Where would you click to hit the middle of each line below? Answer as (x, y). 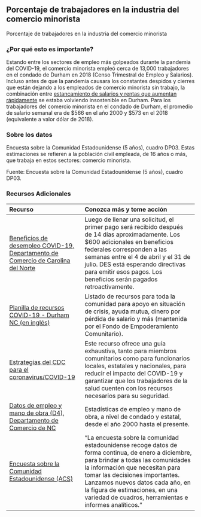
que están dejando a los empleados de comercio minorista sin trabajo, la (96, 88)
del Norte (22, 268)
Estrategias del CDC (37, 362)
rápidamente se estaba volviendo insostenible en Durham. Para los (89, 100)
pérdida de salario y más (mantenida (136, 319)
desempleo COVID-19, (42, 246)
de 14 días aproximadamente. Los (133, 234)
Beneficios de (28, 238)
